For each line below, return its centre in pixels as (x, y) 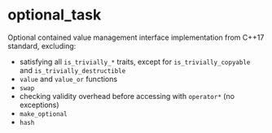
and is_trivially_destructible (72, 70)
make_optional (43, 114)
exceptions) (39, 105)
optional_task (55, 15)
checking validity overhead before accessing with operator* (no (127, 96)
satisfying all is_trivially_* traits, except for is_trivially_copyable (135, 62)
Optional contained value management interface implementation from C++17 (136, 37)
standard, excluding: (42, 45)
